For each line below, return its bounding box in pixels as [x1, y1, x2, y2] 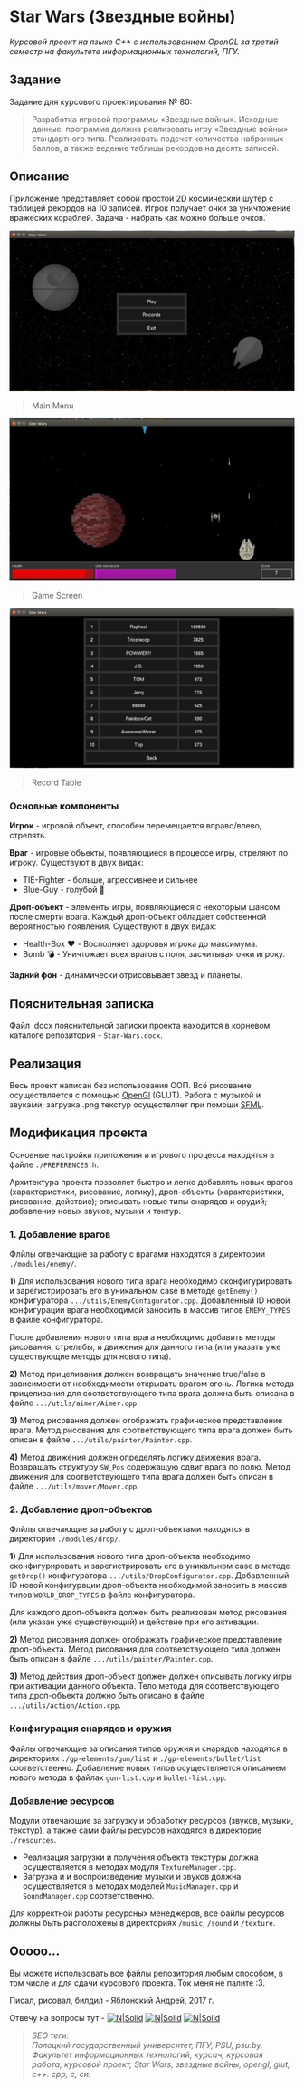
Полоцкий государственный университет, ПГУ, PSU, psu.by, [31, 2039, 263, 2050]
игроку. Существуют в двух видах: [9, 857, 145, 868]
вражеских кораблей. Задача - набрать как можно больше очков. [9, 212, 266, 223]
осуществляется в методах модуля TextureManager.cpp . [22, 1861, 237, 1872]
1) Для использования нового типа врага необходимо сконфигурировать [9, 1276, 293, 1287]
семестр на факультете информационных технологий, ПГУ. [9, 45, 240, 56]
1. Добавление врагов [9, 1228, 111, 1240]
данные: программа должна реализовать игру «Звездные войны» [31, 123, 289, 134]
